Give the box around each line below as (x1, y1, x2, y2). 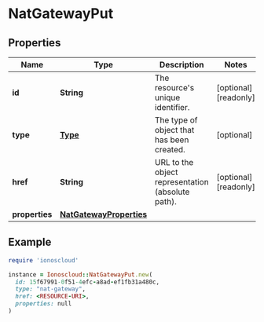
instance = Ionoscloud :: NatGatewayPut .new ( (8, 270, 153, 279)
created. (154, 145, 186, 155)
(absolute (154, 186, 190, 197)
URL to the (154, 157, 194, 167)
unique (154, 92, 181, 103)
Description (159, 60, 204, 70)
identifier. (154, 102, 190, 112)
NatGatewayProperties (60, 209, 148, 220)
